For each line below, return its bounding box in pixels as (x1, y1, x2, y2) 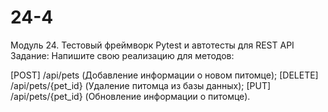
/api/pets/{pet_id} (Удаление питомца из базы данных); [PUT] (10, 79, 272, 91)
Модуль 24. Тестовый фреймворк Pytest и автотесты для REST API (10, 39, 295, 51)
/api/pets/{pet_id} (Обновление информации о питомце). (10, 90, 251, 102)
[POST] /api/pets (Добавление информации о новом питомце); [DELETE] (10, 69, 319, 81)
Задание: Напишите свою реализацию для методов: (10, 49, 235, 61)
